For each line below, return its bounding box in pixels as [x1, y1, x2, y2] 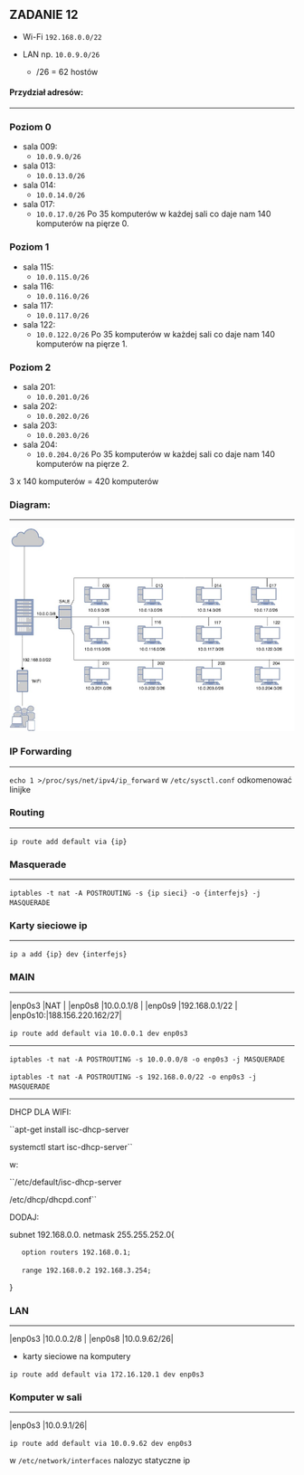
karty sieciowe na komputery [22, 1350, 131, 1361]
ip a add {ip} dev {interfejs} [9, 950, 128, 959]
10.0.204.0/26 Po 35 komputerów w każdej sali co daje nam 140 [35, 448, 276, 460]
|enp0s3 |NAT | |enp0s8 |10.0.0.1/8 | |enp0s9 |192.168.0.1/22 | [9, 1000, 238, 1011]
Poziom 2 [9, 361, 52, 374]
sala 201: [22, 381, 56, 392]
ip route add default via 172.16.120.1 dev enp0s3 [9, 1370, 204, 1379]
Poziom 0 [9, 120, 52, 133]
